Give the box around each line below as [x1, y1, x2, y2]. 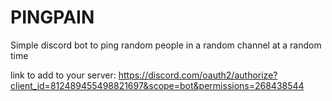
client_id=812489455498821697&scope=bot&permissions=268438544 [10, 79, 305, 91]
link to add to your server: [10, 69, 117, 81]
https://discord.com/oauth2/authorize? [118, 69, 278, 81]
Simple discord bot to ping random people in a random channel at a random [10, 39, 322, 51]
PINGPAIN [10, 6, 95, 29]
